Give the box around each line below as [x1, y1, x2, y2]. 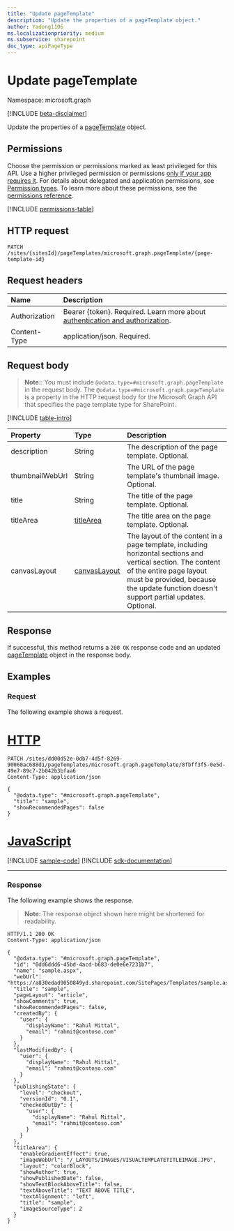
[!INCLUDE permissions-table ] [7, 204, 94, 213]
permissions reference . [7, 191, 74, 200]
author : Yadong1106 [7, 23, 64, 30]
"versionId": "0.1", [19, 1095, 79, 1103]
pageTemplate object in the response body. [7, 650, 132, 659]
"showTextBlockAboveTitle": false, [19, 1181, 123, 1188]
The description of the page [126, 442, 218, 452]
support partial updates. [126, 592, 205, 602]
